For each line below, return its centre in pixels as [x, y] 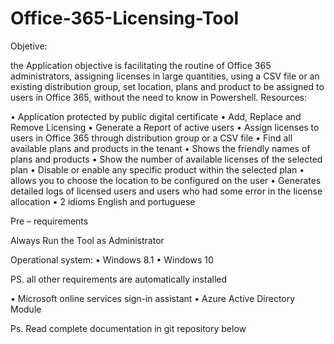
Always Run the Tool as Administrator [87, 240]
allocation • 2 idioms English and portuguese [103, 201]
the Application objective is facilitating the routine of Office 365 [141, 65]
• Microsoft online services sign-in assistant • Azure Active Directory [153, 298]
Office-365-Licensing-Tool [125, 18]
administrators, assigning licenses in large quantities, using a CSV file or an [165, 76]
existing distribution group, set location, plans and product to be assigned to [167, 86]
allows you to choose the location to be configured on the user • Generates [166, 180]
